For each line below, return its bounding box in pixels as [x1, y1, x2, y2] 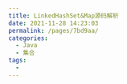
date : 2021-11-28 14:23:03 [8, 19, 99, 27]
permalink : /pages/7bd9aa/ [8, 26, 99, 34]
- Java [15, 42, 38, 50]
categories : [8, 34, 48, 42]
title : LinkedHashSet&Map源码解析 [8, 11, 119, 20]
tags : [8, 57, 27, 65]
